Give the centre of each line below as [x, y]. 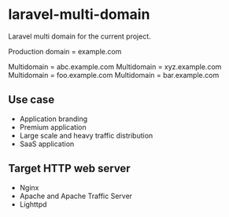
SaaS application [47, 144]
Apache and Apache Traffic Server [76, 196]
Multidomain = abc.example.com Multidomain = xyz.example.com [115, 66]
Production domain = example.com [65, 51]
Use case [31, 100]
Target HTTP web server [70, 169]
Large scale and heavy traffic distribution [86, 135]
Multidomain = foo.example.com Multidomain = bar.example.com [114, 75]
